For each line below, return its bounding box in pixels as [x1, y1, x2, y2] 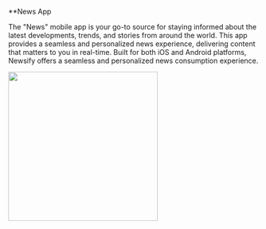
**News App [8, 7, 52, 16]
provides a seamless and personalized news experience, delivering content [8, 39, 256, 49]
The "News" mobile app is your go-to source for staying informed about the [8, 22, 257, 31]
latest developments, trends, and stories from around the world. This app [8, 31, 248, 40]
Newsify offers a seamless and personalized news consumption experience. [8, 56, 259, 65]
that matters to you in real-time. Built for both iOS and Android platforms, [8, 48, 247, 56]
